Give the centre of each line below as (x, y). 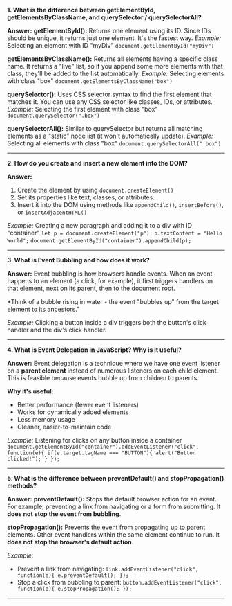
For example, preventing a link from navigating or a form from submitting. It (114, 506)
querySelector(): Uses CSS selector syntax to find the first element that (109, 94)
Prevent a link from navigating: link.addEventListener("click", (108, 569)
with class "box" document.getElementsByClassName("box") (90, 81)
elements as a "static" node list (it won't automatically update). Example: (110, 136)
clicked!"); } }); (33, 459)
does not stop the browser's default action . (70, 542)
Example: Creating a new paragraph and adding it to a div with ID (99, 225)
